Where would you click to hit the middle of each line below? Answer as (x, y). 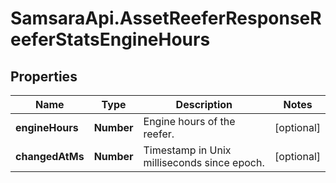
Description (204, 104)
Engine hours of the (189, 121)
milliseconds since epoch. (204, 162)
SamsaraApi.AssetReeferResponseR (166, 18)
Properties (44, 76)
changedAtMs (50, 156)
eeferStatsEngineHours (110, 39)
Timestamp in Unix (187, 150)
